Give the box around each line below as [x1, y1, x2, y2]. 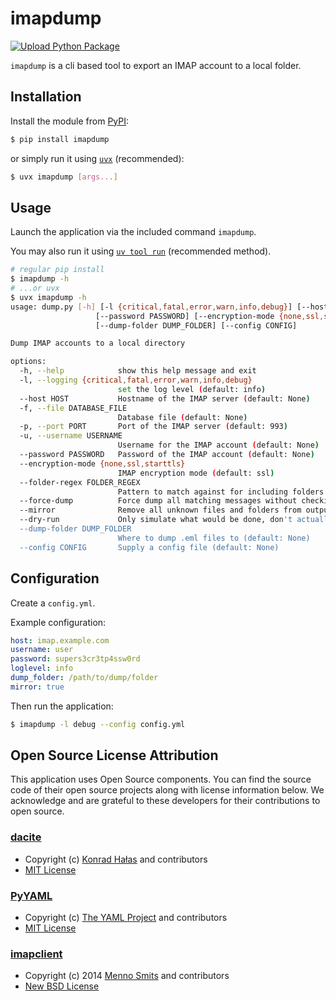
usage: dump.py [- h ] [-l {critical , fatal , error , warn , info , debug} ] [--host [10, 302, 329, 312]
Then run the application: [10, 700, 114, 712]
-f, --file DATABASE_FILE [19, 403, 128, 413]
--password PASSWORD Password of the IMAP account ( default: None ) [19, 450, 315, 460]
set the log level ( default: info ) [117, 384, 267, 394]
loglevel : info [10, 663, 74, 674]
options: [10, 357, 47, 367]
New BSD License [24, 980, 100, 992]
